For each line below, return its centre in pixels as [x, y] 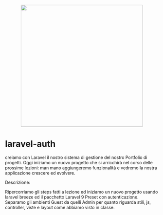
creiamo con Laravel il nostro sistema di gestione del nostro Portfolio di [76, 157]
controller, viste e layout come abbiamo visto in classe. [60, 207]
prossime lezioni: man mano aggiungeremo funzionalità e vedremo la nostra [81, 168]
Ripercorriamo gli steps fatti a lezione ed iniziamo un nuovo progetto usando [81, 192]
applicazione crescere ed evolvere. [40, 173]
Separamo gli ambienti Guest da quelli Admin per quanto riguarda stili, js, [78, 202]
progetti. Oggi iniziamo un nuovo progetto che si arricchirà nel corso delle [79, 162]
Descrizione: [18, 182]
